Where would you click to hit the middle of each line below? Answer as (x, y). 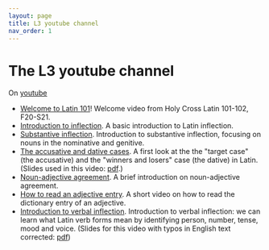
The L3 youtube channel (91, 71)
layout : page (30, 16)
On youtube (28, 93)
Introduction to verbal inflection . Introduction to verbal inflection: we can (140, 211)
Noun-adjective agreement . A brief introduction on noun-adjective (130, 177)
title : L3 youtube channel (54, 23)
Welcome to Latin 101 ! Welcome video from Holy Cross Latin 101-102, (134, 109)
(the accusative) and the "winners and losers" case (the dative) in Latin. (139, 160)
